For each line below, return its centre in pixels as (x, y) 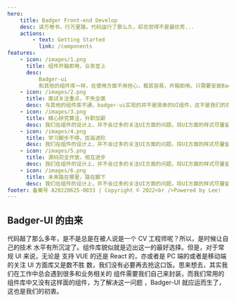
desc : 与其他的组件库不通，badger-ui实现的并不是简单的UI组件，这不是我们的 (126, 105)
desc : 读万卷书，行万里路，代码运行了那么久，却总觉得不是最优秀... (107, 27)
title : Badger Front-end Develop (69, 20)
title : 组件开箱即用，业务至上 (66, 66)
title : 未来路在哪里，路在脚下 (66, 177)
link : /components (65, 46)
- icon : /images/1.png (53, 60)
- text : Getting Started (69, 40)
